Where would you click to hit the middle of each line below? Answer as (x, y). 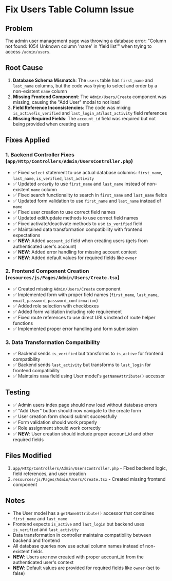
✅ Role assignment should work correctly (57, 428)
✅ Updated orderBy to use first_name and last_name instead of (79, 184)
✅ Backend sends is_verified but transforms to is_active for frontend (88, 354)
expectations (26, 235)
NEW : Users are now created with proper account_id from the (78, 557)
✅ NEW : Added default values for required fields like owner (75, 258)
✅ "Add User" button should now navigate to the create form (77, 410)
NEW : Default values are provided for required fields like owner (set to (86, 568)
